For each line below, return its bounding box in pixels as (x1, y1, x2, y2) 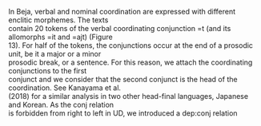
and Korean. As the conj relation (8, 100, 114, 109)
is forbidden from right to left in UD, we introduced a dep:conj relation (8, 108, 238, 118)
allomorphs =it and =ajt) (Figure (8, 32, 114, 41)
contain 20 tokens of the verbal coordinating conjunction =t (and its (8, 24, 231, 33)
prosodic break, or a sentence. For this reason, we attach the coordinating (8, 57, 253, 67)
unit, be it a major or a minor (8, 49, 102, 58)
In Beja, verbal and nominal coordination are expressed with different (8, 7, 236, 16)
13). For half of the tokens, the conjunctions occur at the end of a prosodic (8, 41, 254, 50)
